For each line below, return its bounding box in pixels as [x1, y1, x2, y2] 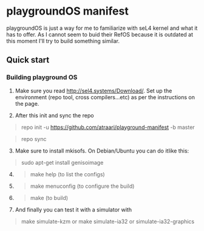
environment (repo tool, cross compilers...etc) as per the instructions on [15, 93, 195, 101]
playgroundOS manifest [6, 4, 129, 18]
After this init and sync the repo [15, 111, 94, 119]
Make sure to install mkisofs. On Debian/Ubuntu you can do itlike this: [15, 147, 189, 154]
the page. [15, 100, 39, 107]
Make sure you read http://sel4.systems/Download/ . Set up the [15, 87, 172, 94]
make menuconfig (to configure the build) [30, 182, 135, 190]
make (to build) [30, 194, 69, 201]
